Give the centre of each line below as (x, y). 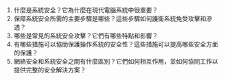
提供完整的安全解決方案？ (50, 70)
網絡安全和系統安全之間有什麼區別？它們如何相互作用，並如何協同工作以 (116, 61)
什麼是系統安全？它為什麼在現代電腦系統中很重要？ (86, 10)
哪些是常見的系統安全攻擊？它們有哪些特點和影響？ (86, 36)
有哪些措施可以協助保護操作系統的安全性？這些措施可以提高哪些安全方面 (116, 44)
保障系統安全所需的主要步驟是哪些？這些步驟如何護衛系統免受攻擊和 (110, 18)
